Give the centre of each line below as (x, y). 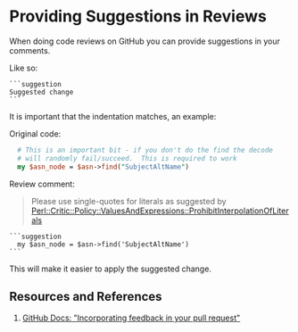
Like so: (24, 68)
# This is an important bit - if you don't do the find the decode (145, 150)
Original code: (35, 133)
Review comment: (42, 184)
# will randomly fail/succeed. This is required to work (128, 158)
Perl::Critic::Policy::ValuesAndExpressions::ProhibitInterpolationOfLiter (160, 211)
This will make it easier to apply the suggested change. (111, 269)
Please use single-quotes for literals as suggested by (128, 201)
